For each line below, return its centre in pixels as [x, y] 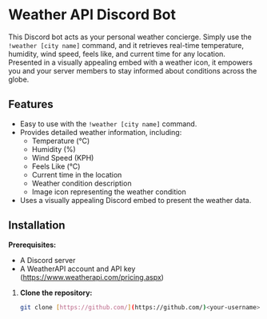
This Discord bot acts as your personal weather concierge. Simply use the [130, 37]
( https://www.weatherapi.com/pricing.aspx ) [92, 277]
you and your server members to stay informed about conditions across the [133, 70]
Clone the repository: [56, 293]
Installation [37, 225]
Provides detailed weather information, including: [101, 132]
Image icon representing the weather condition [109, 191]
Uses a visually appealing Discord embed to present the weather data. [135, 200]
